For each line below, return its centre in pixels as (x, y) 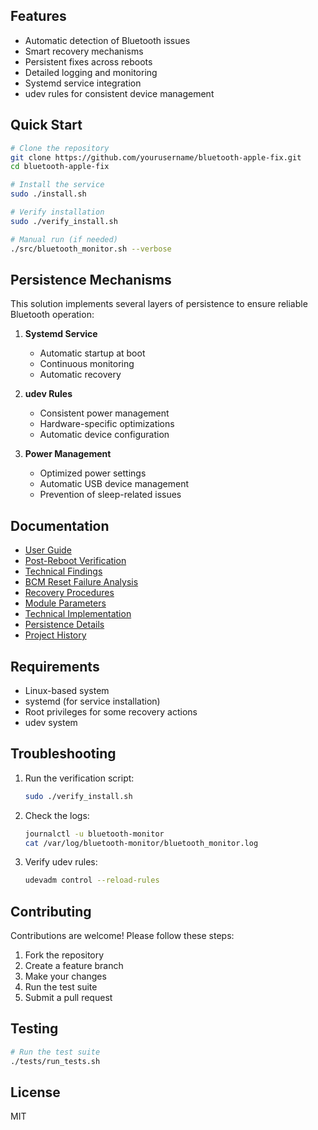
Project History (55, 635)
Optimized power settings (93, 473)
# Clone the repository (60, 148)
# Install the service (57, 185)
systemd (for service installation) (92, 701)
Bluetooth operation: (52, 315)
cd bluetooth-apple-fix (60, 167)
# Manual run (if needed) (64, 239)
